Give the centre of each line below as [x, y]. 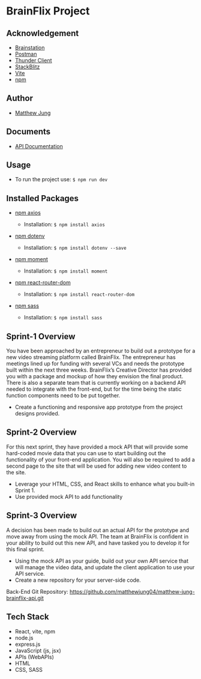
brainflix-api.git [25, 598]
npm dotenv [30, 236]
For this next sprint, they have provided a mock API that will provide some [97, 447]
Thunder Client [33, 60]
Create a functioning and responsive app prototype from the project [99, 407]
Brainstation [30, 47]
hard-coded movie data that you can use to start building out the [86, 453]
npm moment [31, 259]
